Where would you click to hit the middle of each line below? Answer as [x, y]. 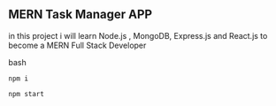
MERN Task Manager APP [80, 15]
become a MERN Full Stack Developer [77, 45]
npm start [27, 94]
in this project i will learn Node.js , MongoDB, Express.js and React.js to [138, 35]
